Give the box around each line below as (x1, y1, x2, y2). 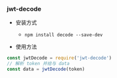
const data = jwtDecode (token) (7, 66, 85, 73)
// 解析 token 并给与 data (7, 61, 70, 67)
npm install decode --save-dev (24, 32, 103, 38)
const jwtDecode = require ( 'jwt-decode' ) (7, 55, 112, 61)
